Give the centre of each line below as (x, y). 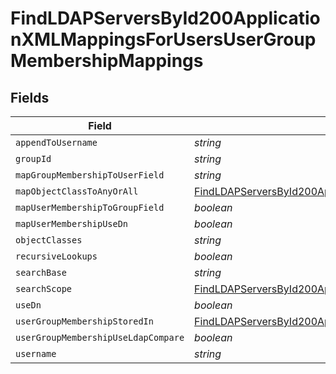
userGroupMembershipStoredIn (84, 321)
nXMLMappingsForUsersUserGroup (163, 39)
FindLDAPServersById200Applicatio (165, 18)
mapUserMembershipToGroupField (90, 207)
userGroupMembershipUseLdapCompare (100, 337)
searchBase (41, 272)
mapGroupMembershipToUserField (90, 175)
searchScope (44, 288)
